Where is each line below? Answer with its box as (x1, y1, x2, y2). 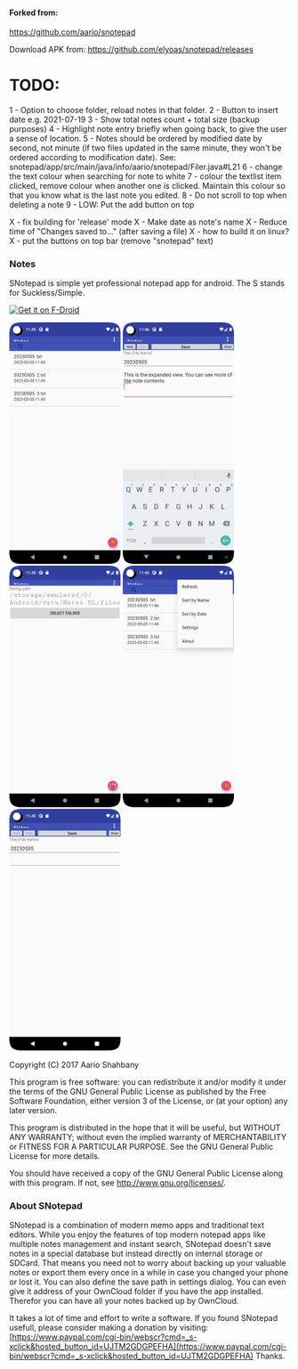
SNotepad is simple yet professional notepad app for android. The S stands (9, 278, 285, 289)
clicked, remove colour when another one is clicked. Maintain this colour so (9, 181, 286, 191)
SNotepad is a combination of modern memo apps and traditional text (9, 1220, 265, 1231)
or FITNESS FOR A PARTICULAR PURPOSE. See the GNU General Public (9, 1141, 274, 1153)
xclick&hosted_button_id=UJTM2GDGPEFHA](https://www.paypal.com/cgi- (9, 1341, 287, 1352)
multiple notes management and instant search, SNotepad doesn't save (9, 1239, 271, 1250)
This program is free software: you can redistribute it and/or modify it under (9, 1077, 286, 1088)
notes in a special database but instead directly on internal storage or (9, 1248, 263, 1259)
